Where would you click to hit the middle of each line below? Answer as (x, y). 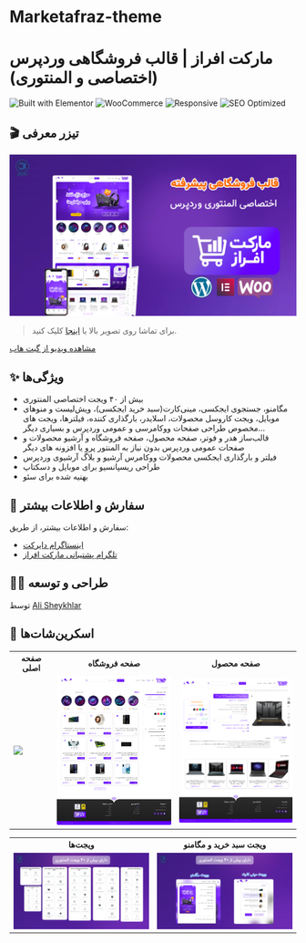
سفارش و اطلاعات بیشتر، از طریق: (69, 527)
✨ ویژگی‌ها (36, 377)
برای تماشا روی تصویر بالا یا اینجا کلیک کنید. (104, 331)
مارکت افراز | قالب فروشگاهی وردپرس (141, 59)
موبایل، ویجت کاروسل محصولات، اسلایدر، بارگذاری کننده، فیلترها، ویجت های (151, 419)
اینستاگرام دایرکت (53, 545)
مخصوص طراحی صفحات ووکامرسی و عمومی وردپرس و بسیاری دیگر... (144, 428)
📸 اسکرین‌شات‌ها (52, 634)
